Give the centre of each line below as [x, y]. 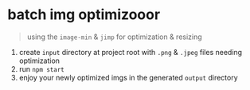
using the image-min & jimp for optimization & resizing [114, 37]
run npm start [41, 68]
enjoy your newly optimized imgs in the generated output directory [128, 77]
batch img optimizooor [84, 15]
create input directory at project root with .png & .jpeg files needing [131, 52]
